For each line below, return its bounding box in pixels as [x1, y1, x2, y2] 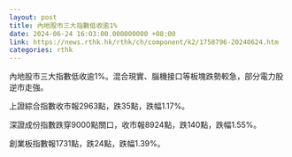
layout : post [9, 12, 58, 22]
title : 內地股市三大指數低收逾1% [9, 21, 118, 30]
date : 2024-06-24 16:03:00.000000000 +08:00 [9, 29, 176, 38]
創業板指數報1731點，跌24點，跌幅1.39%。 [9, 138, 165, 149]
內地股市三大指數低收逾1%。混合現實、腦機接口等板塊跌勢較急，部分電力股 [9, 71, 284, 82]
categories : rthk [9, 46, 73, 55]
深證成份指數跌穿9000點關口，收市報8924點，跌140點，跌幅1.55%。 [9, 120, 262, 131]
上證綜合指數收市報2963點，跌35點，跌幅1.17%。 [9, 101, 190, 111]
